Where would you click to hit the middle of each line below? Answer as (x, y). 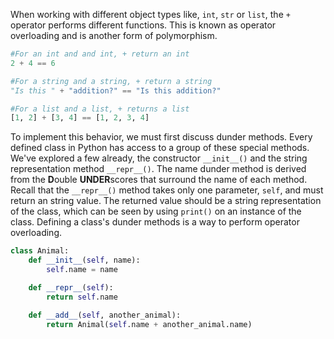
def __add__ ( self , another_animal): (105, 315)
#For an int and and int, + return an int (100, 54)
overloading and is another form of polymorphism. (114, 35)
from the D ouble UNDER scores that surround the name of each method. (159, 180)
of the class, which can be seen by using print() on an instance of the (156, 211)
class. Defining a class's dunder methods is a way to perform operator (155, 222)
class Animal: (40, 251)
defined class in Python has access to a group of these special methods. (160, 148)
